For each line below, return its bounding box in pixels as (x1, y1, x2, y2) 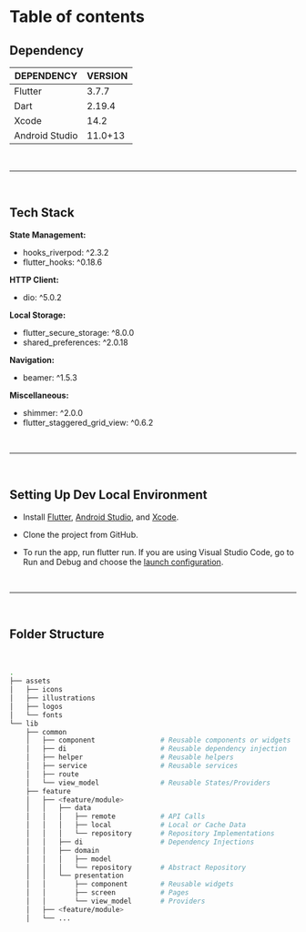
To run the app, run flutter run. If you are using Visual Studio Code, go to (22, 546, 294, 557)
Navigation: (9, 354, 55, 365)
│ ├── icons (9, 685, 64, 694)
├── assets (9, 676, 51, 686)
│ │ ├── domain (25, 846, 100, 855)
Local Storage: (9, 309, 66, 320)
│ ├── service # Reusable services (25, 762, 239, 771)
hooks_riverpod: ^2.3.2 (22, 247, 109, 258)
